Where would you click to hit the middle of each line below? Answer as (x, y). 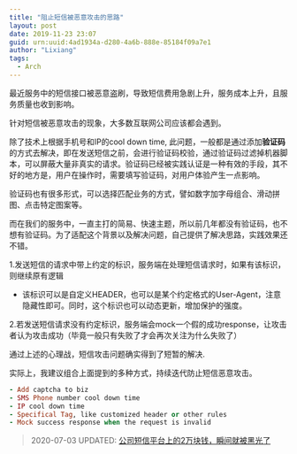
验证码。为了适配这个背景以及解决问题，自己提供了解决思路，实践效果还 (156, 235)
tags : (19, 58)
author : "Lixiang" (43, 50)
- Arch (29, 67)
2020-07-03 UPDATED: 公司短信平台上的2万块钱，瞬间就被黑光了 (151, 441)
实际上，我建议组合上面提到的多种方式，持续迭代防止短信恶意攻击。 (133, 373)
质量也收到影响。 (48, 104)
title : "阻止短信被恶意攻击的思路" (67, 17)
